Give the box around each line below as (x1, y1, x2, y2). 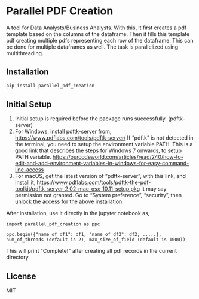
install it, (14, 179, 36, 186)
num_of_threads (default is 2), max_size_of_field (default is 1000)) (6, 237, 186, 243)
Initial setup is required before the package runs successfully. (14, 115, 167, 122)
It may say (141, 185, 167, 192)
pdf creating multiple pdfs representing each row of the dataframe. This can (6, 37, 194, 44)
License (6, 271, 36, 281)
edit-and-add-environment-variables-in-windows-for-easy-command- (14, 160, 189, 167)
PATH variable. (14, 153, 52, 161)
